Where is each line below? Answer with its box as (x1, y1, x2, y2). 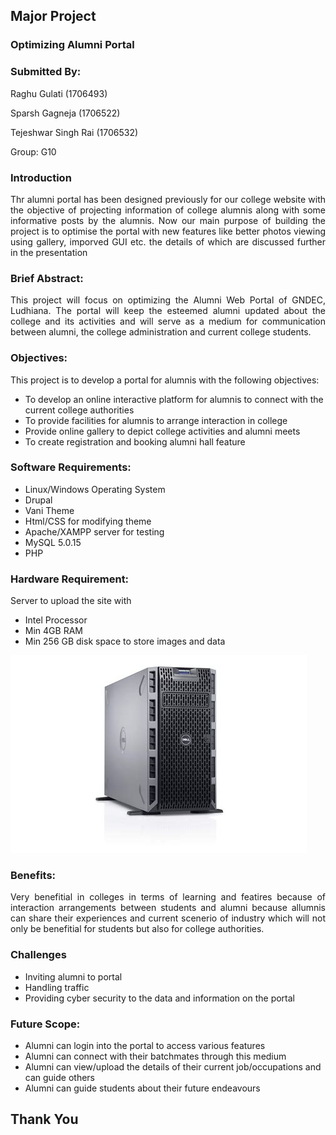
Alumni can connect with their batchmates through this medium (24, 1050, 287, 1062)
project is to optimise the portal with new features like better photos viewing (10, 225, 326, 237)
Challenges (10, 948, 67, 962)
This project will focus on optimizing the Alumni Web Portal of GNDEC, (10, 294, 326, 306)
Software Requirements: (10, 460, 132, 474)
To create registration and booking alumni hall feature (24, 435, 246, 448)
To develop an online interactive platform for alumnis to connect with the (24, 393, 324, 405)
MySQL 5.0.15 (24, 536, 82, 548)
